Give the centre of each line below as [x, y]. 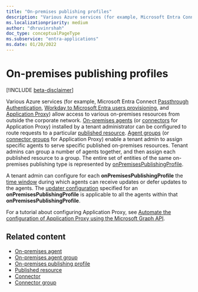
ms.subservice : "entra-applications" [52, 39]
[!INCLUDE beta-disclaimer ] [40, 90]
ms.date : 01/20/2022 [32, 45]
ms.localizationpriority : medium [47, 22]
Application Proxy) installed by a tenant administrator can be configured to [96, 126]
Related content [36, 237]
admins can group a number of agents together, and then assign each [91, 152]
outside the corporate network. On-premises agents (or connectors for [92, 120]
